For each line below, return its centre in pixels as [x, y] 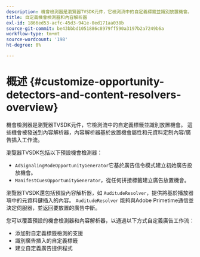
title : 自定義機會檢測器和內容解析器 [47, 17]
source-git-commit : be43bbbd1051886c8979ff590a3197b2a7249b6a [85, 28]
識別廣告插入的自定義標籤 [46, 240]
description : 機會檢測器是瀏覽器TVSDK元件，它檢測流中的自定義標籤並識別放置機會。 [99, 12]
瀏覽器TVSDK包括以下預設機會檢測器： [54, 152]
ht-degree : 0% [24, 45]
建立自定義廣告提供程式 [44, 248]
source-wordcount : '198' [37, 39]
